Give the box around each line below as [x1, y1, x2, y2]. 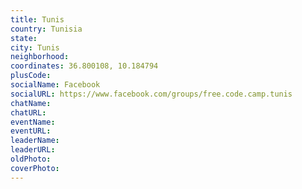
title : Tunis [10, 14, 65, 25]
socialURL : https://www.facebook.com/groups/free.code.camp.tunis [10, 89, 293, 99]
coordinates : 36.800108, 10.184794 [10, 61, 159, 71]
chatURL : [10, 107, 47, 118]
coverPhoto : [10, 163, 60, 173]
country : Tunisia [10, 24, 83, 34]
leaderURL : [10, 145, 56, 155]
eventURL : [10, 126, 52, 136]
